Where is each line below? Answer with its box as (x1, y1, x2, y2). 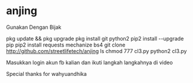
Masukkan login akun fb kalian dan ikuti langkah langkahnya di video (6, 59, 173, 66)
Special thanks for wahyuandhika (6, 70, 87, 77)
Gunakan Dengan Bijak (6, 24, 62, 31)
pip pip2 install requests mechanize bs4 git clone (6, 41, 126, 48)
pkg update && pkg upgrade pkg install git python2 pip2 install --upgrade (6, 35, 184, 42)
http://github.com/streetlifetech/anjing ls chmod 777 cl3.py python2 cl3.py (6, 47, 187, 54)
